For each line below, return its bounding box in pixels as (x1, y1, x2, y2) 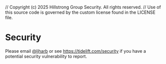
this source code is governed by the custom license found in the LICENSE (5, 9, 156, 15)
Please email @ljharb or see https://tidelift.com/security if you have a (5, 48, 146, 54)
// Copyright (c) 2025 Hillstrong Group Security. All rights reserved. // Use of (5, 4, 161, 10)
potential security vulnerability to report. (5, 53, 87, 59)
